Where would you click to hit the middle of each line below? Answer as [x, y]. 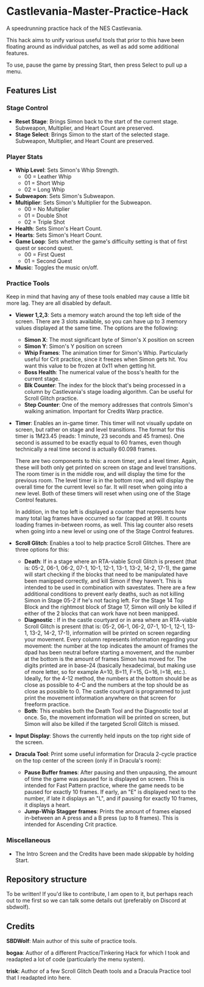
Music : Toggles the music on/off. [57, 267]
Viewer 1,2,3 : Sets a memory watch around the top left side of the [98, 315]
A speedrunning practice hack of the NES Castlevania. [75, 28]
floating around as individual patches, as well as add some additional [93, 46]
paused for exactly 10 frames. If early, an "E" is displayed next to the [110, 792]
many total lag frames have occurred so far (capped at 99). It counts [101, 519]
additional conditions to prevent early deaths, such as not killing [104, 594]
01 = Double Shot [46, 215]
